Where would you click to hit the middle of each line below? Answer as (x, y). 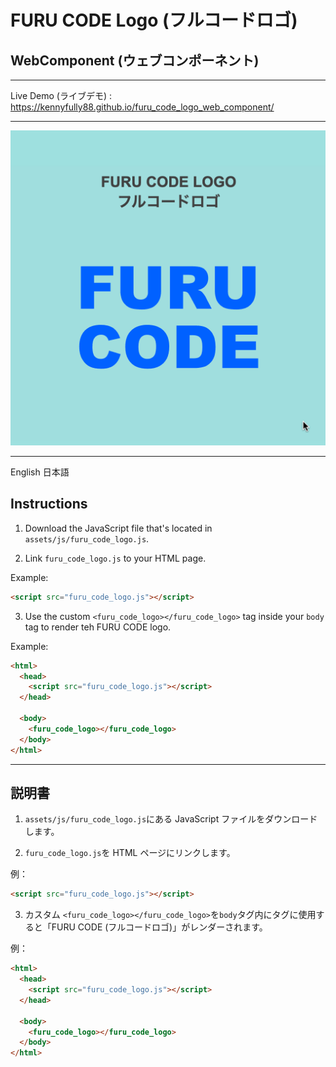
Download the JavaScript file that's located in (118, 528)
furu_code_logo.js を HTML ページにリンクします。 (130, 853)
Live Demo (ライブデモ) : (61, 95)
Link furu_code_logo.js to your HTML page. (115, 558)
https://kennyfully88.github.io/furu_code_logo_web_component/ (142, 107)
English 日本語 (40, 472)
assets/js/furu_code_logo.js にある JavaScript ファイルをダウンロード (171, 819)
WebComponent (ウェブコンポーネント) (135, 60)
